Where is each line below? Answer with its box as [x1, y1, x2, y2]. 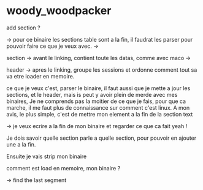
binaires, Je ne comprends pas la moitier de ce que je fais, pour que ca [6, 97, 186, 105]
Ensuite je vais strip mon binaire [6, 153, 87, 160]
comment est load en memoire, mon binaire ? [6, 164, 121, 172]
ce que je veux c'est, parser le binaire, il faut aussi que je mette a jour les [6, 84, 191, 92]
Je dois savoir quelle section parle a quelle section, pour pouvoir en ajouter [6, 134, 197, 142]
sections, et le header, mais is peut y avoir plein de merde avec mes [6, 91, 178, 98]
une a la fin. [6, 140, 36, 148]
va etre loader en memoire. [6, 72, 75, 80]
